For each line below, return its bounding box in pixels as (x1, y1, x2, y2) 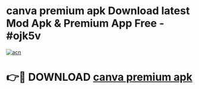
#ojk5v (6, 29, 42, 42)
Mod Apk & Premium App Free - (6, 17, 165, 30)
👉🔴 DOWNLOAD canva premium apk (6, 71, 193, 84)
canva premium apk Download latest (6, 4, 190, 18)
